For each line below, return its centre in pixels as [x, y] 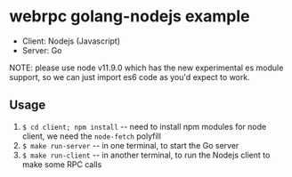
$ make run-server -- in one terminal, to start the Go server [130, 145]
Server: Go [42, 50]
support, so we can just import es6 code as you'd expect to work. [130, 76]
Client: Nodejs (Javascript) [71, 41]
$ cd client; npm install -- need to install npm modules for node [144, 126]
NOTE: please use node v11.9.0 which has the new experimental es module [146, 68]
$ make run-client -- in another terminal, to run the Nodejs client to [146, 155]
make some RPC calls [62, 164]
